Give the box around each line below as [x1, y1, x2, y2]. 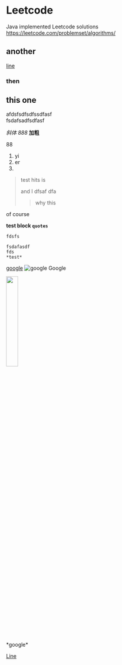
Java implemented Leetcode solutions [6, 23, 99, 30]
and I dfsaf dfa [20, 188, 57, 195]
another [6, 47, 37, 57]
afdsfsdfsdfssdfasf [6, 110, 52, 118]
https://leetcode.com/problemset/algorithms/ [6, 29, 116, 36]
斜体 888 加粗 [6, 129, 39, 136]
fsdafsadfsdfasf [6, 117, 45, 124]
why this [35, 199, 56, 207]
